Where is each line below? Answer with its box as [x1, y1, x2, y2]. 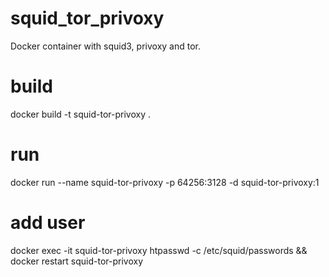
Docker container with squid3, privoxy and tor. [10, 40, 201, 52]
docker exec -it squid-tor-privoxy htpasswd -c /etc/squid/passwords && [10, 244, 308, 256]
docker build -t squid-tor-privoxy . [10, 108, 151, 120]
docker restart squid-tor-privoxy [10, 255, 144, 267]
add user [10, 212, 86, 234]
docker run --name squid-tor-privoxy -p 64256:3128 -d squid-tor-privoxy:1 [10, 176, 320, 188]
